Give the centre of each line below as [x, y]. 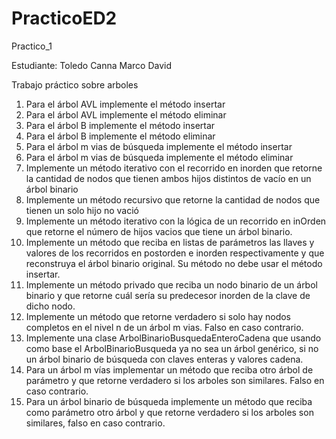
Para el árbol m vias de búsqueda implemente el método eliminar [159, 157]
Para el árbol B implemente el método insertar [120, 125]
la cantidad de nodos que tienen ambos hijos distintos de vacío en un [168, 178]
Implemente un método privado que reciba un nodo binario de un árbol [171, 284]
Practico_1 [32, 46]
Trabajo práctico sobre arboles [75, 84]
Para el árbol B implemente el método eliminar [120, 136]
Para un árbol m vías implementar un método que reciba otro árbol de [169, 369]
